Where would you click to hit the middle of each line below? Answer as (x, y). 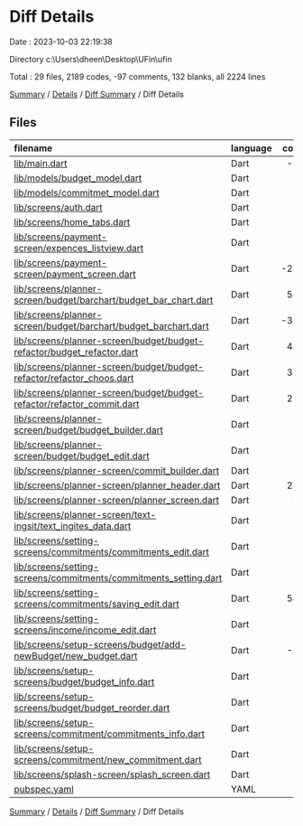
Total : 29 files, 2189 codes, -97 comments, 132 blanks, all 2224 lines (138, 76)
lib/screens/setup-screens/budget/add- (100, 644)
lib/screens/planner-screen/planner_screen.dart (116, 500)
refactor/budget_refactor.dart (76, 352)
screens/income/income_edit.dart (85, 630)
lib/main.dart (41, 163)
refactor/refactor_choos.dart (74, 378)
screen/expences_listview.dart (79, 248)
